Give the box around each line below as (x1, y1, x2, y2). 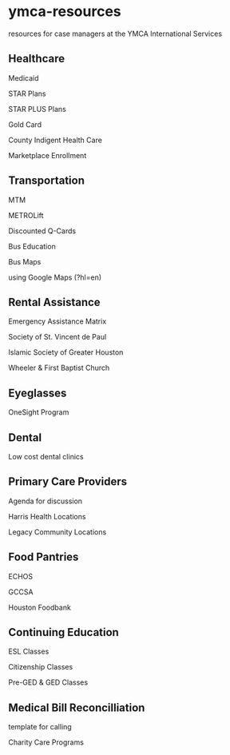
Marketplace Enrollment (8, 150, 87, 160)
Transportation (8, 174, 85, 188)
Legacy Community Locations (8, 527, 107, 537)
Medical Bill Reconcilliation (8, 701, 145, 714)
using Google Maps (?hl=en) (8, 272, 102, 282)
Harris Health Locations (8, 511, 86, 521)
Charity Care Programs (8, 737, 84, 747)
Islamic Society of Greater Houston (8, 348, 124, 357)
